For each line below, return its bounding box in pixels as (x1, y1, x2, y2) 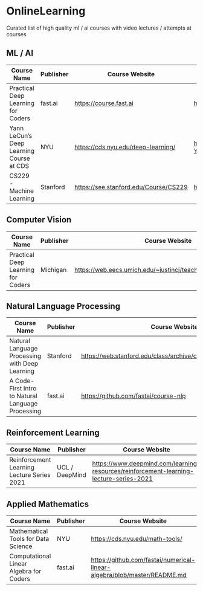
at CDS (9, 161, 30, 170)
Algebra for (9, 567, 42, 575)
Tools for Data (9, 535, 50, 543)
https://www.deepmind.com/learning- (92, 459, 201, 468)
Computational (9, 552, 51, 560)
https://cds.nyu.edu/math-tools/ (90, 535, 182, 543)
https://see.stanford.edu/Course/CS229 (74, 182, 188, 191)
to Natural (9, 392, 37, 400)
